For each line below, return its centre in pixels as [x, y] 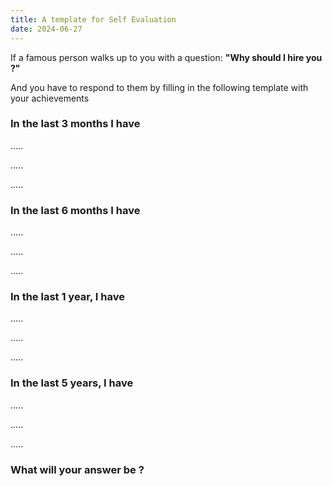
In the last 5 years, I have [72, 383]
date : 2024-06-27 [46, 29]
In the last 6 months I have [75, 210]
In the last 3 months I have [75, 124]
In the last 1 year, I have [67, 297]
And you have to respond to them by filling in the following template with [159, 87]
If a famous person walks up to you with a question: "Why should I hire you [166, 57]
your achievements [50, 98]
